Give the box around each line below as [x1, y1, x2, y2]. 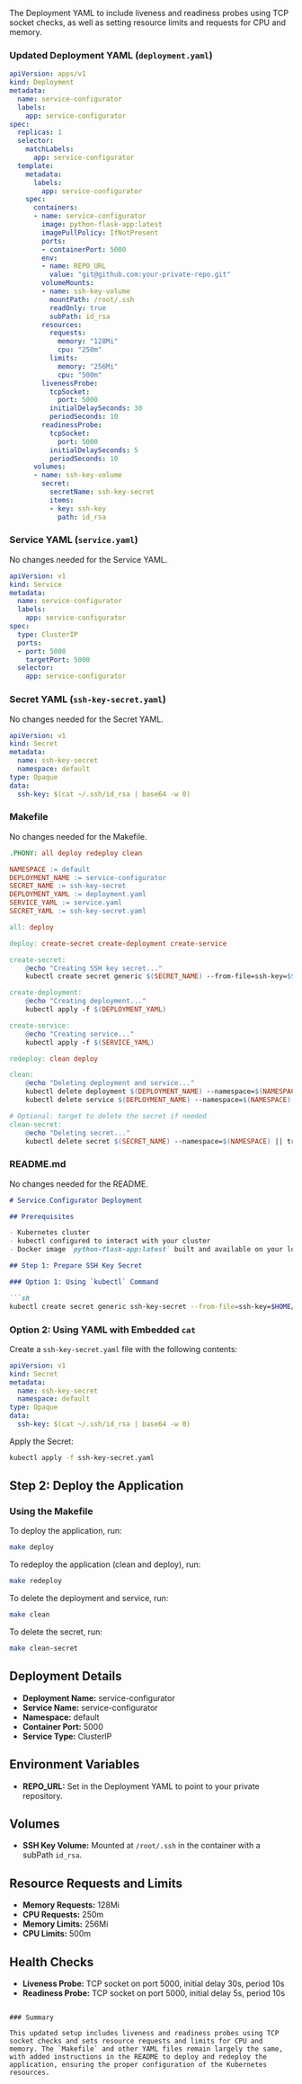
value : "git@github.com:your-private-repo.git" [49, 270, 231, 280]
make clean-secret [9, 1644, 78, 1653]
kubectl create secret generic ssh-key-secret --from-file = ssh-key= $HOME [9, 1302, 292, 1311]
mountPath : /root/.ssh [49, 295, 135, 304]
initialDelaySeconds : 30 [49, 404, 143, 413]
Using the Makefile [9, 1505, 93, 1518]
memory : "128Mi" [57, 337, 119, 346]
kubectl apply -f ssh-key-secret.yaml [9, 1453, 155, 1462]
